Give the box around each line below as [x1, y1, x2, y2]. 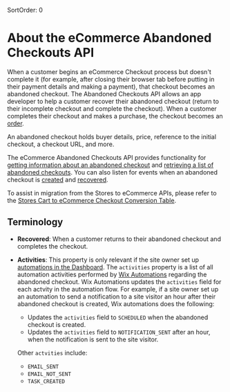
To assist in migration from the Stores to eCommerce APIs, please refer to [7, 188, 217, 197]
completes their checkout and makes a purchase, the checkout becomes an [7, 112, 223, 120]
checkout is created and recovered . [7, 175, 108, 184]
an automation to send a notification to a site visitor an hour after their [17, 292, 216, 301]
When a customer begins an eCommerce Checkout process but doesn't [7, 67, 212, 75]
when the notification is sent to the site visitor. [27, 335, 159, 344]
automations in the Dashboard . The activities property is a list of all [17, 262, 213, 271]
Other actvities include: [17, 348, 88, 357]
